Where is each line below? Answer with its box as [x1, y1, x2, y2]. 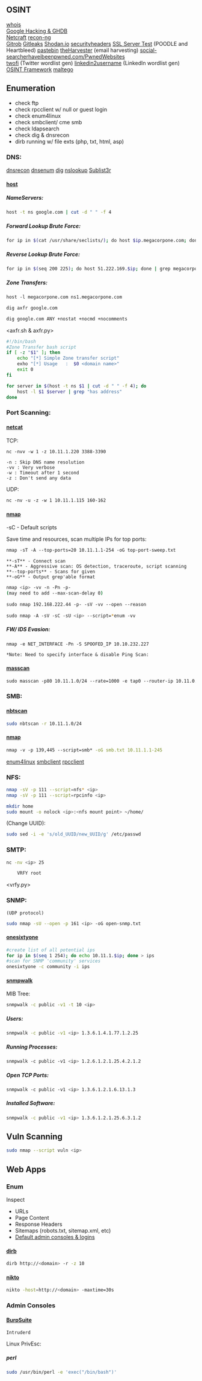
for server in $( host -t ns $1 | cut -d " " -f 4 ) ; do [6, 383, 147, 389]
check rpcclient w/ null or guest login [14, 106, 107, 113]
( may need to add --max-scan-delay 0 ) [6, 590, 103, 596]
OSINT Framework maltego [6, 66, 74, 73]
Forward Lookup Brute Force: [6, 222, 81, 229]
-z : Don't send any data [6, 475, 71, 482]
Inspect [6, 1196, 25, 1204]
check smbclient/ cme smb [14, 118, 82, 126]
